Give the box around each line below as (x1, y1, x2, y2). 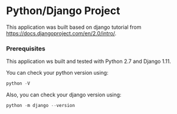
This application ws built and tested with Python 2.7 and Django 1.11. (6, 58, 171, 65)
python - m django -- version (6, 103, 76, 109)
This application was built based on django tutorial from (6, 24, 142, 31)
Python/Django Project (6, 4, 120, 18)
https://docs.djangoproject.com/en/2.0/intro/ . (6, 29, 117, 36)
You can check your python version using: (6, 69, 109, 76)
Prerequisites (6, 44, 45, 52)
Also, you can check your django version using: (6, 91, 122, 98)
